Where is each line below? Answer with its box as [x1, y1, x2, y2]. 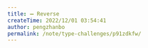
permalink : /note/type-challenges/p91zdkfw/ [7, 30, 142, 37]
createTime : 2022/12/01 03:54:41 [7, 17, 107, 24]
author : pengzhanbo [7, 23, 65, 30]
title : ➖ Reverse [7, 10, 60, 18]
